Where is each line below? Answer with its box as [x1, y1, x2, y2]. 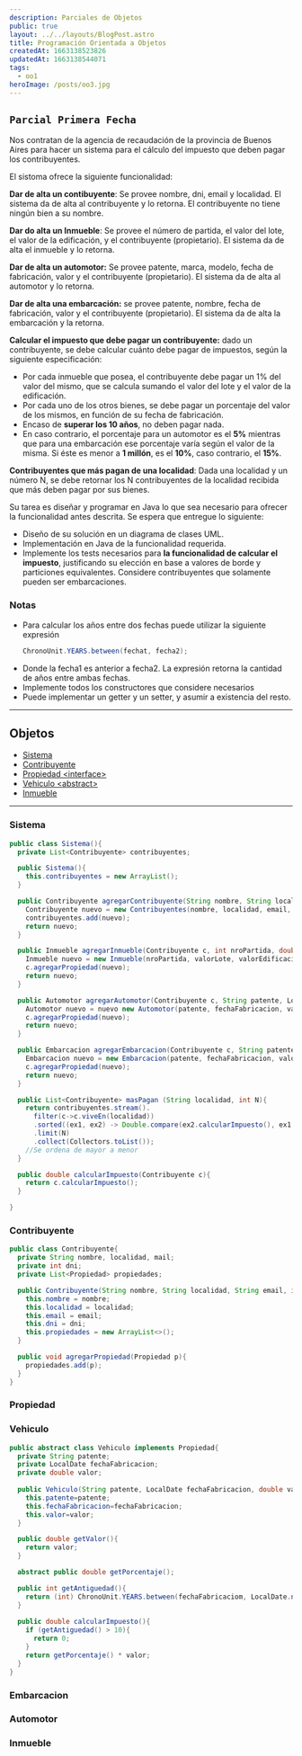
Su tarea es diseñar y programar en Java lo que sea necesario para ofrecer [9, 502, 288, 513]
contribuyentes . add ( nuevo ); [25, 914, 130, 923]
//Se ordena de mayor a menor [25, 1145, 139, 1154]
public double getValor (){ [17, 1535, 119, 1544]
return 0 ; [32, 1634, 70, 1644]
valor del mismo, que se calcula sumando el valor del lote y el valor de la [22, 381, 291, 392]
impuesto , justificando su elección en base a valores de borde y [22, 557, 262, 568]
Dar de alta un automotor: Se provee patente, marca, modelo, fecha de [9, 262, 274, 272]
